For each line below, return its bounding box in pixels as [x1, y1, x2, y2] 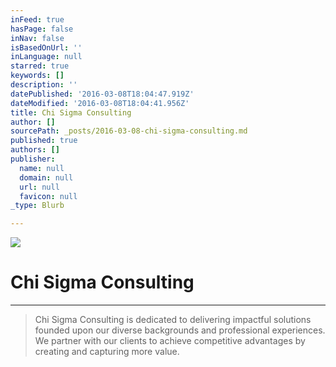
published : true [10, 136, 78, 146]
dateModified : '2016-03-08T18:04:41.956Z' [10, 98, 190, 108]
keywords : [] [10, 71, 65, 81]
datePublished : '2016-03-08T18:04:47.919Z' [10, 89, 195, 99]
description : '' [10, 80, 78, 90]
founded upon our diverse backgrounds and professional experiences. [34, 324, 326, 336]
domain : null [19, 172, 74, 183]
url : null [19, 182, 60, 192]
